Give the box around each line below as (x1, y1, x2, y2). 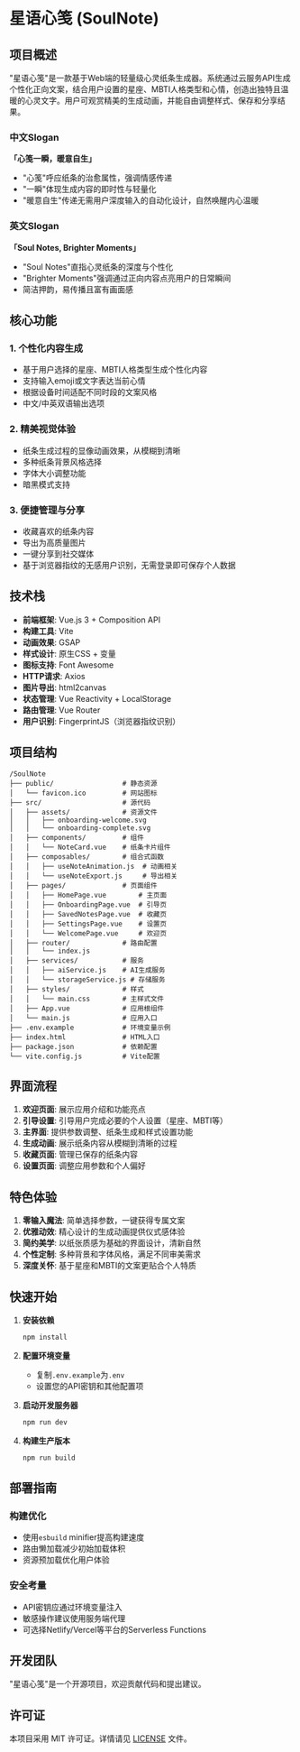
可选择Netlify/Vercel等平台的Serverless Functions (22, 1624, 207, 1635)
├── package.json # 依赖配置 (9, 1042, 158, 1051)
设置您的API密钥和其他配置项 (35, 1380, 144, 1391)
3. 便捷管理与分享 (9, 503, 86, 516)
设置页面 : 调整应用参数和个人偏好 (22, 1160, 146, 1171)
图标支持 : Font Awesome (22, 659, 114, 670)
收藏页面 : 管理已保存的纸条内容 (22, 1149, 138, 1160)
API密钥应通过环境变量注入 (22, 1601, 123, 1612)
